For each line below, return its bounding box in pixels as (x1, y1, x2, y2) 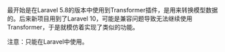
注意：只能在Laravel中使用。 (7, 38, 88, 46)
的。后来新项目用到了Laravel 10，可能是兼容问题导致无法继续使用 (7, 14, 193, 23)
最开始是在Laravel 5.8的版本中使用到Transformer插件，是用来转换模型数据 (7, 6, 218, 14)
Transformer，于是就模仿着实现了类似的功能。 (7, 23, 139, 31)
